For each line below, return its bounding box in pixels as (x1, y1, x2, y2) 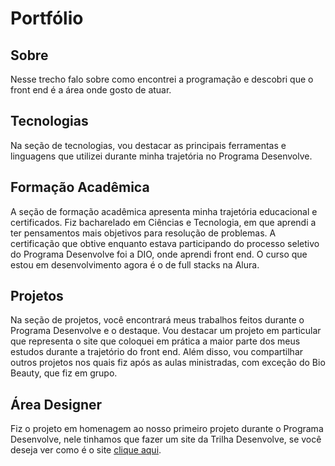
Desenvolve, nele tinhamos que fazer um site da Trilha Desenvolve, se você (10, 433, 322, 446)
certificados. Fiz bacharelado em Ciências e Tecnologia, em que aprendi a (10, 216, 317, 228)
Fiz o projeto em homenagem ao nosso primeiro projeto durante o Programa (10, 423, 324, 435)
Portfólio (10, 7, 84, 30)
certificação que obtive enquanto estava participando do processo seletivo (10, 237, 320, 249)
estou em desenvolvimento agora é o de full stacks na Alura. (10, 258, 260, 271)
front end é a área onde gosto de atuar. (10, 84, 172, 96)
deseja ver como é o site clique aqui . (10, 444, 162, 456)
